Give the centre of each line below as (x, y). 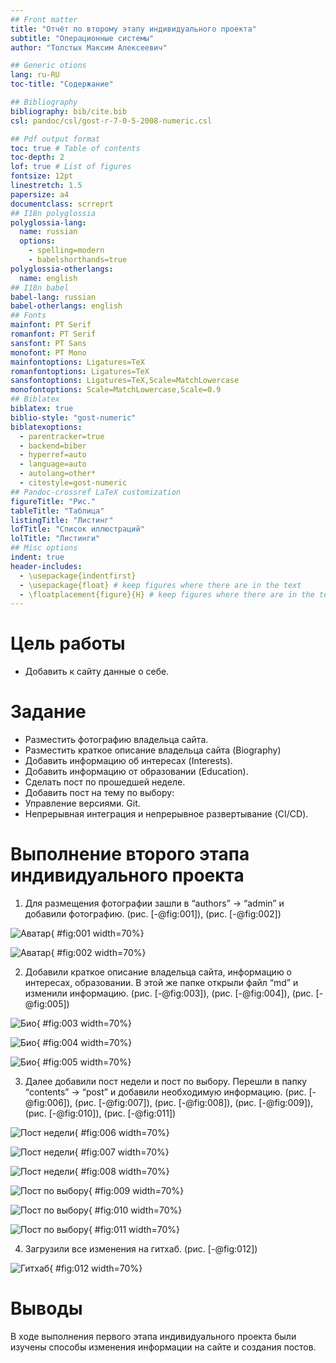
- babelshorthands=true (78, 260)
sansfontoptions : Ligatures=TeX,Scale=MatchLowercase (125, 381)
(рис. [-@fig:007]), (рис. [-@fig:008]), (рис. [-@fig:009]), (194, 1103)
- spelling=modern (66, 251)
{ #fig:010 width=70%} (135, 1210)
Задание (48, 712)
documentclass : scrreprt (62, 204)
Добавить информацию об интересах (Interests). (128, 761)
